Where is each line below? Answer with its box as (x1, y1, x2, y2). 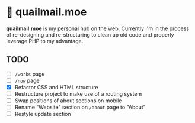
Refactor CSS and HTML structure (14, 83, 98, 90)
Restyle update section (14, 111, 71, 118)
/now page (14, 77, 40, 84)
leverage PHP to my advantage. (6, 37, 84, 44)
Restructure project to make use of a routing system (14, 90, 142, 97)
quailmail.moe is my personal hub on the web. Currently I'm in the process (6, 25, 190, 32)
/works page (14, 70, 45, 77)
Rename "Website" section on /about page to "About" (14, 103, 146, 111)
